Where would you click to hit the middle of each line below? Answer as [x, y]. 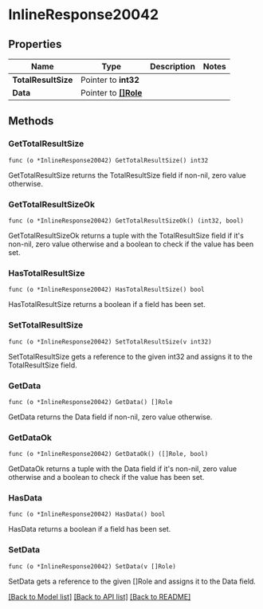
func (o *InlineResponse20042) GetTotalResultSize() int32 [108, 160]
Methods [31, 121]
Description [173, 67]
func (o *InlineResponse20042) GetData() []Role [90, 402]
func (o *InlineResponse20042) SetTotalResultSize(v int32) [110, 342]
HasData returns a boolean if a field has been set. [90, 529]
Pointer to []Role [112, 93]
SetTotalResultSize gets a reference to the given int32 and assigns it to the [130, 356]
